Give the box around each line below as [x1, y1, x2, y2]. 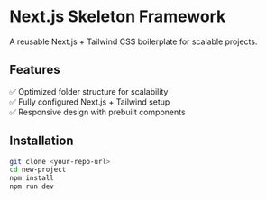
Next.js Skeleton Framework [9, 6, 226, 27]
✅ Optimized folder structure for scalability [9, 86, 169, 96]
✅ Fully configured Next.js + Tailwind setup [9, 96, 170, 107]
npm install [9, 174, 54, 183]
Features [9, 62, 60, 77]
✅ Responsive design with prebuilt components [9, 106, 187, 117]
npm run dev [9, 182, 54, 191]
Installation [9, 133, 74, 149]
